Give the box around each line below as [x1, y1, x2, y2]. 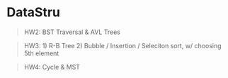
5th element [23, 49, 59, 57]
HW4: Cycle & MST [23, 62, 81, 71]
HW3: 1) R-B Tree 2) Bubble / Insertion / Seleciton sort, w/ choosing [23, 41, 222, 50]
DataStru [6, 4, 61, 21]
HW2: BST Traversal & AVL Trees [23, 28, 121, 36]
